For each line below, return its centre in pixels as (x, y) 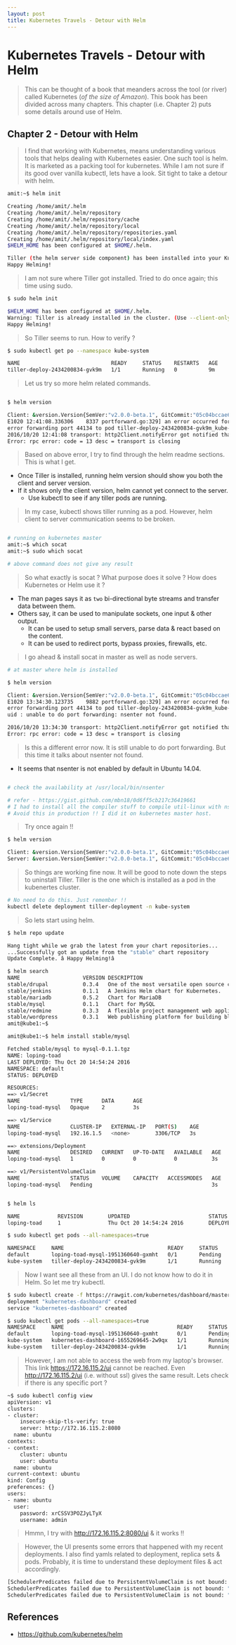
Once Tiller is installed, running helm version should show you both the (120, 476)
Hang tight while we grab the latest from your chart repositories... (113, 946)
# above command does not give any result (70, 564)
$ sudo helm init (33, 299)
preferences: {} (31, 1488)
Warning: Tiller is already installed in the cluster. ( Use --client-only (119, 318)
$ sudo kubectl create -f (45, 1295)
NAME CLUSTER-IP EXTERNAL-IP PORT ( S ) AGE (103, 1127)
